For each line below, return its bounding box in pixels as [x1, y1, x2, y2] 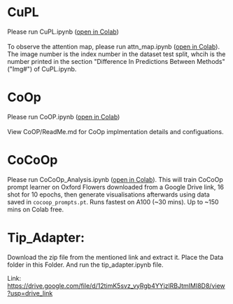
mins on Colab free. [7, 205, 64, 213]
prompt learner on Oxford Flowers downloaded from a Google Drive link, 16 [7, 183, 224, 191]
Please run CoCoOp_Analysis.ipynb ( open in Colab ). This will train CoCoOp [7, 175, 224, 183]
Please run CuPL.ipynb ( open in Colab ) [7, 27, 119, 36]
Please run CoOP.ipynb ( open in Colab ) [7, 112, 120, 121]
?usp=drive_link [7, 289, 53, 297]
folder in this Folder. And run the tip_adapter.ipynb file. [7, 260, 164, 269]
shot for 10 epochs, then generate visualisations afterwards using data [7, 190, 210, 199]
